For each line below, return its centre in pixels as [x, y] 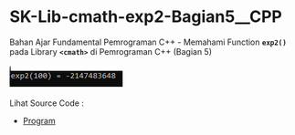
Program [39, 120]
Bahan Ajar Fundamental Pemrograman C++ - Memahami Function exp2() [148, 42]
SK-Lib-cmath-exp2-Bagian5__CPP [146, 17]
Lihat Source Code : [47, 103]
